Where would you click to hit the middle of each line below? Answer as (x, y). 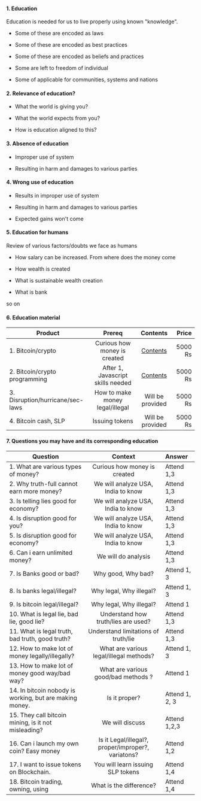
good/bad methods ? (124, 677)
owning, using (29, 789)
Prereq (113, 333)
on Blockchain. (30, 772)
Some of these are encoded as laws (59, 34)
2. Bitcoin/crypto (33, 372)
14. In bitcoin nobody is (42, 690)
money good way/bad (40, 673)
